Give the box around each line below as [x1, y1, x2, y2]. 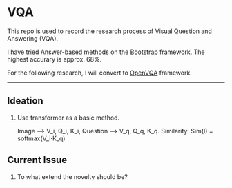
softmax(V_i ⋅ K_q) [17, 134, 66, 142]
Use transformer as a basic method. [17, 113, 119, 122]
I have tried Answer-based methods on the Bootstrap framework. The [7, 48, 205, 56]
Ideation [7, 95, 43, 107]
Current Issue [7, 154, 68, 166]
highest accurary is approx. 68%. [7, 55, 102, 63]
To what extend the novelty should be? [17, 172, 128, 180]
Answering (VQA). [7, 34, 59, 42]
